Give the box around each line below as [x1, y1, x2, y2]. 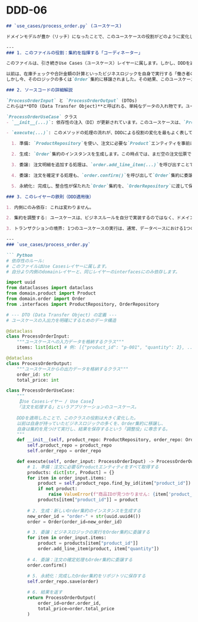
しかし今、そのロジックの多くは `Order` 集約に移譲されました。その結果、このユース [6, 77, 183, 82]
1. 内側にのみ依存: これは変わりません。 [6, 204, 94, 210]
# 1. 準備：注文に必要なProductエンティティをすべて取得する [27, 464, 159, 470]
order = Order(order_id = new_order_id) [27, 519, 123, 525]
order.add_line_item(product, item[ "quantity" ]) [37, 546, 160, 552]
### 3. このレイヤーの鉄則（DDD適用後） [6, 194, 94, 200]
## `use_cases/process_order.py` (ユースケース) [6, 23, 122, 29]
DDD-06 [6, 4, 47, 17]
